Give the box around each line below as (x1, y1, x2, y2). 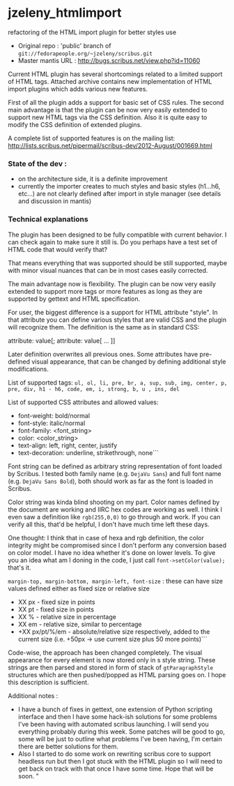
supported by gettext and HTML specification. (8, 295, 141, 303)
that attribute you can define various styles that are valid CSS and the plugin (8, 316, 227, 324)
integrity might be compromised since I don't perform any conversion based (8, 541, 227, 549)
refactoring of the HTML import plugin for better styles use (8, 28, 177, 36)
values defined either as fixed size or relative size (8, 584, 150, 593)
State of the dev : (8, 158, 67, 168)
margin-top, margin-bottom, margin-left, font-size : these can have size (8, 577, 224, 585)
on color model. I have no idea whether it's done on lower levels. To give (8, 548, 216, 556)
